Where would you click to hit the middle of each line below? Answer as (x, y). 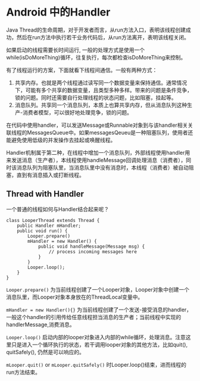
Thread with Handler (45, 194)
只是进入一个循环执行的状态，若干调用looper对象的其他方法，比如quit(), (99, 344)
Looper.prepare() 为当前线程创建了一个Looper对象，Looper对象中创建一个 (98, 289)
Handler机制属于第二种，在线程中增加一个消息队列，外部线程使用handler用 (98, 152)
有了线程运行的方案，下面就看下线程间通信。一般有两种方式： (82, 70)
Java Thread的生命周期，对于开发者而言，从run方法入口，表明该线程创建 (96, 30)
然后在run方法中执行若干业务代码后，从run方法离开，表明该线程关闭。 (103, 37)
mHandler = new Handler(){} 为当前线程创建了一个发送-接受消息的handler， (99, 310)
